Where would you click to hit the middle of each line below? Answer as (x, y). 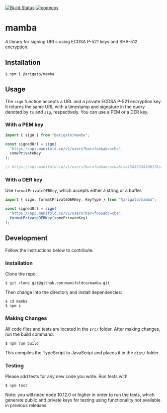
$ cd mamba (16, 301)
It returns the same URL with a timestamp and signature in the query (75, 107)
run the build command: (30, 334)
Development (27, 238)
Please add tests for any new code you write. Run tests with (66, 377)
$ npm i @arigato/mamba (30, 74)
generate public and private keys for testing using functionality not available (83, 400)
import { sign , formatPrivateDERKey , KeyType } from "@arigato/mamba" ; (81, 200)
